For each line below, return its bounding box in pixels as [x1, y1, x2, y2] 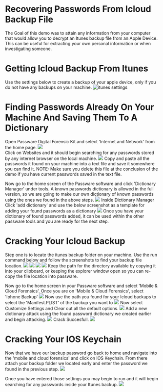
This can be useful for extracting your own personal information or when [5, 40, 151, 46]
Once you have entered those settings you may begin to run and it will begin [5, 375, 159, 381]
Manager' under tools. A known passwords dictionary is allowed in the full [5, 185, 154, 192]
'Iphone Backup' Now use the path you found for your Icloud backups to [5, 293, 157, 300]
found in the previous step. [5, 366, 60, 372]
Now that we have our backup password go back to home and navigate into [5, 350, 157, 356]
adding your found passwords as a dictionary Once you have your [5, 208, 144, 214]
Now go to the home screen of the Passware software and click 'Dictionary [5, 181, 156, 186]
